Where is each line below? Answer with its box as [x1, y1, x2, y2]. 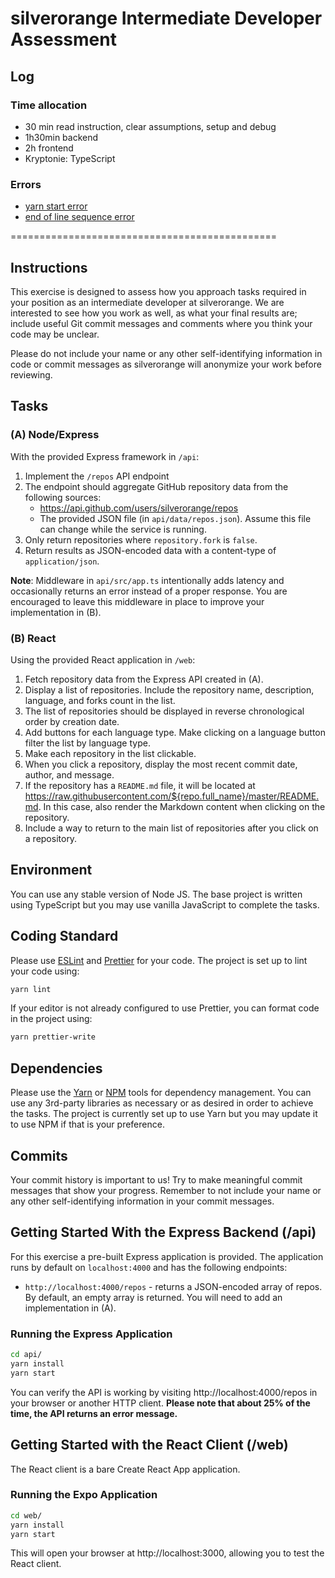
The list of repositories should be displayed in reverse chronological [24, 705, 305, 717]
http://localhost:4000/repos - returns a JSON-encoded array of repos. [24, 1280, 323, 1292]
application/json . [24, 555, 100, 567]
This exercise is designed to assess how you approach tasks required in [10, 285, 307, 297]
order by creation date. [24, 715, 120, 727]
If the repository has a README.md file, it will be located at [24, 779, 256, 791]
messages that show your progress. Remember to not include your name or [10, 1184, 322, 1196]
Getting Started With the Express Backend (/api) [10, 1224, 317, 1241]
